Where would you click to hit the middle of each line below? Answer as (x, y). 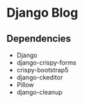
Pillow (25, 85)
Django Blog (42, 13)
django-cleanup (39, 92)
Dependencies (39, 39)
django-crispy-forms (46, 63)
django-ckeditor (40, 77)
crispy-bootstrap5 (42, 70)
